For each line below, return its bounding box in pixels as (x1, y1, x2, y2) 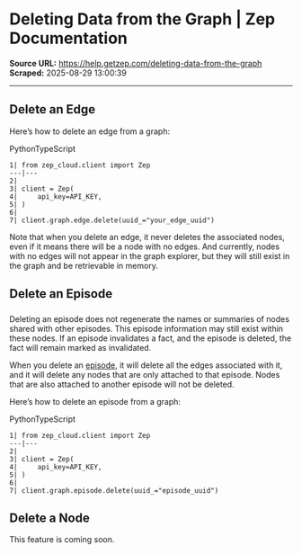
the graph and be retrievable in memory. (9, 260, 159, 271)
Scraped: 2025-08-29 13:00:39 (9, 67, 128, 78)
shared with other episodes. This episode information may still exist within (9, 323, 284, 334)
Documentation (9, 28, 129, 49)
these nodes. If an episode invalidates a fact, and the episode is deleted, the (9, 333, 292, 344)
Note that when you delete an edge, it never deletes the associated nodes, (9, 231, 285, 242)
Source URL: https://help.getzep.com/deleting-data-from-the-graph (9, 58, 262, 68)
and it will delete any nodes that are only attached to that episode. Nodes (9, 369, 280, 380)
